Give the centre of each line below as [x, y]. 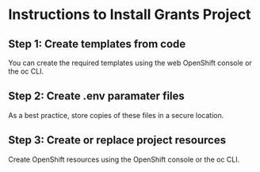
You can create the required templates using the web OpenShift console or [130, 63]
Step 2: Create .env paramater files [96, 96]
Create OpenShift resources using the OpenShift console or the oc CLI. [124, 159]
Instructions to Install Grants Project [130, 15]
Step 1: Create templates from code [97, 44]
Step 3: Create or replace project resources [117, 140]
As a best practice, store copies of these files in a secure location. [116, 115]
